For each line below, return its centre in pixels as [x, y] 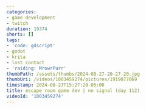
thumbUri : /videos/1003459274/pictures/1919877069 [72, 79]
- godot [16, 51]
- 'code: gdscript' [31, 46]
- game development [31, 18]
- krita [16, 57]
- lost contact [26, 62]
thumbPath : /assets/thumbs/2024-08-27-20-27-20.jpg [73, 74]
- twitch [17, 23]
